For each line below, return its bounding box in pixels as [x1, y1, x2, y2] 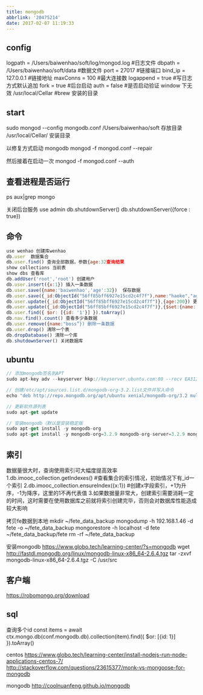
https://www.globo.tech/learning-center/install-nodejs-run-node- [24, 651, 188, 658]
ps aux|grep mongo [6, 193, 56, 200]
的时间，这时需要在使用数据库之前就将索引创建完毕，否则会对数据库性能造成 [6, 497, 197, 504]
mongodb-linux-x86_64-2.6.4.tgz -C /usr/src [6, 557, 118, 563]
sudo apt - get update [6, 409, 59, 415]
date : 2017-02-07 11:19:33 [6, 20, 74, 26]
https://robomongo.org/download [6, 592, 89, 599]
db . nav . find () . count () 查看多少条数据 [6, 315, 98, 322]
